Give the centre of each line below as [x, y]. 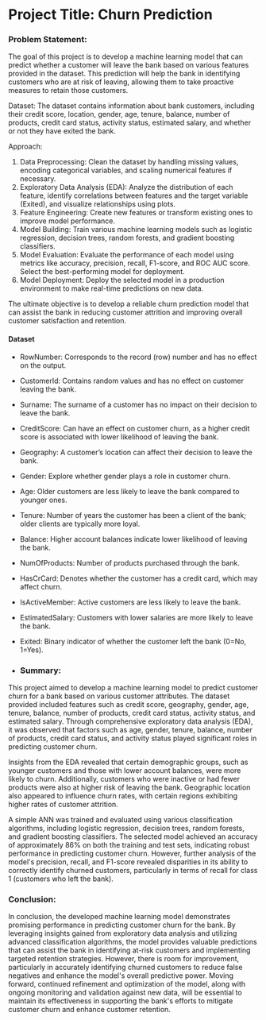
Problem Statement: [48, 40]
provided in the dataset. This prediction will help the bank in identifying [124, 74]
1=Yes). [31, 650]
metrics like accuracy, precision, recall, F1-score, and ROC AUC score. [135, 263]
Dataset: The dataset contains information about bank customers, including [131, 106]
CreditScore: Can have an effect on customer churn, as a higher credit [135, 428]
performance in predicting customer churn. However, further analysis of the [132, 853]
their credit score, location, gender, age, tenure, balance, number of [119, 114]
